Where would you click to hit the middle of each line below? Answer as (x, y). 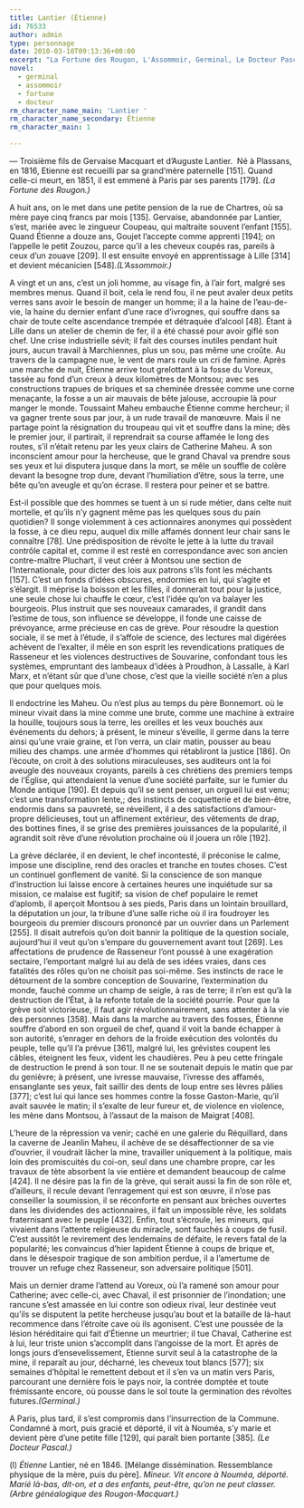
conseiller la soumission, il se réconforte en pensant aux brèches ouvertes (148, 1200)
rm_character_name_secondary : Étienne (82, 119)
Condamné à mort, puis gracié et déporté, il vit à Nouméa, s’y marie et (140, 1428)
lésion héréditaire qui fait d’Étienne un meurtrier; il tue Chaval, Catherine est (151, 1334)
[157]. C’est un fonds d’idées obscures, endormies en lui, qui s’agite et (140, 580)
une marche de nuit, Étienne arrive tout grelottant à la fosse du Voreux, (141, 369)
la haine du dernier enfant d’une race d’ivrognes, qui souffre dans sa (152, 312)
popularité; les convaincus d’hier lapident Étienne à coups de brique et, (142, 1248)
